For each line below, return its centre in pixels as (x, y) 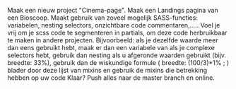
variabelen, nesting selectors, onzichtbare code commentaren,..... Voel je (114, 25)
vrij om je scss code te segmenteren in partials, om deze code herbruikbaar (117, 32)
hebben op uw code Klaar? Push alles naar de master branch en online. (111, 78)
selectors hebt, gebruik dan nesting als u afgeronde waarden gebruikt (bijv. (117, 55)
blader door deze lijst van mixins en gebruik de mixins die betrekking (107, 70)
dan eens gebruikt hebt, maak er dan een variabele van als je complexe (111, 48)
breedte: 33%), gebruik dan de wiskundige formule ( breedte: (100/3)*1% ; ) (118, 63)
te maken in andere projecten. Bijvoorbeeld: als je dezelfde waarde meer (113, 40)
